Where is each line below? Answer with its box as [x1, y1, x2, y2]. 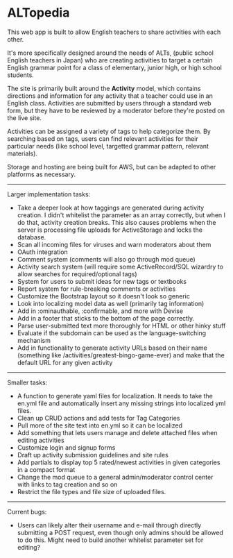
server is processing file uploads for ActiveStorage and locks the [17, 226, 203, 234]
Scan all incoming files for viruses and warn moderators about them [17, 240, 212, 248]
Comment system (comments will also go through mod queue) [17, 255, 196, 263]
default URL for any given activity [17, 358, 113, 366]
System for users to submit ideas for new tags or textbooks [17, 277, 187, 285]
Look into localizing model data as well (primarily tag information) [17, 299, 205, 307]
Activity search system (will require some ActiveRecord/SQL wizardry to [17, 262, 224, 271]
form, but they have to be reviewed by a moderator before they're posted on [7, 106, 225, 115]
